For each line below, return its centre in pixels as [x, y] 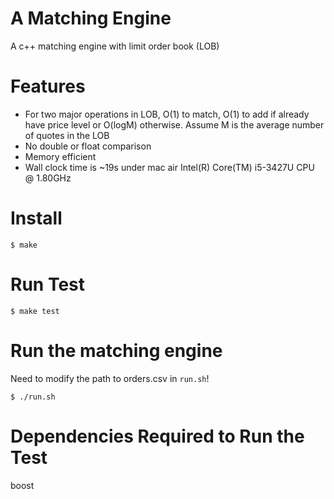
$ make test [35, 311]
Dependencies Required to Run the [157, 436]
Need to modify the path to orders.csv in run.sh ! [110, 378]
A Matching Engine [91, 18]
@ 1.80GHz [48, 178]
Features [48, 86]
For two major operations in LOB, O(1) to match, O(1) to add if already [167, 114]
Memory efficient [60, 156]
